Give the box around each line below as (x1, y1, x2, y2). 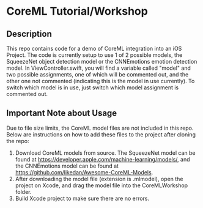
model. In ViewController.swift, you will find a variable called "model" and (6, 64, 191, 72)
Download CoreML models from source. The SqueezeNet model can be (15, 149, 196, 157)
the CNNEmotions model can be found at (15, 162, 119, 169)
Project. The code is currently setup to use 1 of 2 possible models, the (6, 51, 183, 59)
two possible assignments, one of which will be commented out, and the (6, 71, 189, 78)
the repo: (6, 137, 29, 144)
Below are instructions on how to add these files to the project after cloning (6, 130, 196, 138)
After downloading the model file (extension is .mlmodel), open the (15, 175, 183, 182)
